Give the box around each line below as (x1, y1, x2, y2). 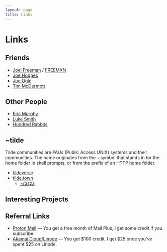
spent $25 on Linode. (12, 241, 57, 247)
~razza (20, 180, 35, 186)
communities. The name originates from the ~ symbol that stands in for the (5, 155, 160, 161)
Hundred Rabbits (12, 121, 48, 128)
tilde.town (12, 175, 34, 181)
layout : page (5, 7, 33, 13)
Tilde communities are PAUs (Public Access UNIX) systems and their (5, 149, 147, 156)
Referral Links (5, 212, 50, 220)
